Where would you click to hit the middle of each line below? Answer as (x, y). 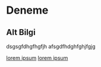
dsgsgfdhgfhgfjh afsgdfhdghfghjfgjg (51, 46)
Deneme (27, 10)
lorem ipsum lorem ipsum (37, 58)
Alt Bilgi (21, 32)
